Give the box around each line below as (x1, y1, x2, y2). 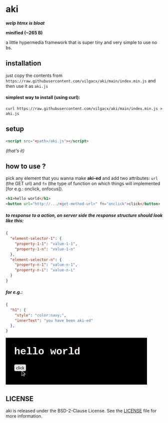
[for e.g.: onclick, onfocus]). (5, 186, 63, 192)
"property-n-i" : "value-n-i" (14, 268, 75, 273)
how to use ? (5, 162, 46, 171)
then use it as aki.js (5, 83, 48, 89)
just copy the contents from (5, 72, 63, 78)
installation (5, 59, 41, 68)
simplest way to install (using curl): (5, 94, 80, 100)
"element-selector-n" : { (10, 257, 62, 262)
